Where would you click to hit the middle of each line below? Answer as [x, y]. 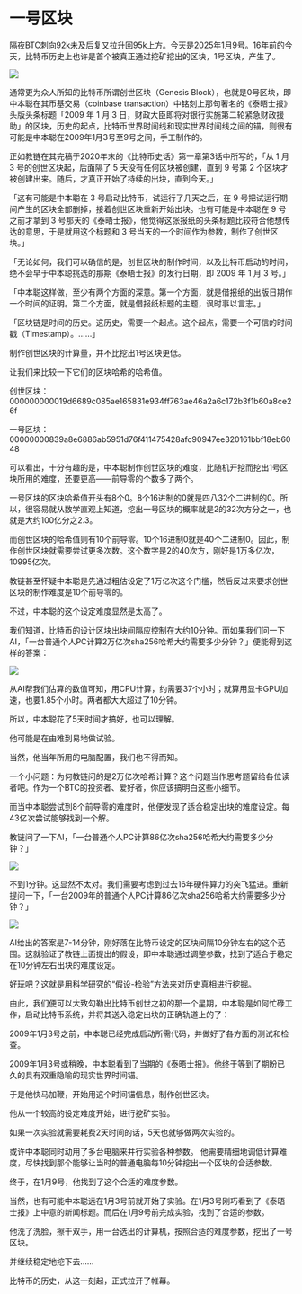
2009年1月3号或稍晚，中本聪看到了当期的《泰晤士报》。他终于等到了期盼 [143, 1064]
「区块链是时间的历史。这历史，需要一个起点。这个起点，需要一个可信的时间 [151, 322]
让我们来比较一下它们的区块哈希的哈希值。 [88, 372]
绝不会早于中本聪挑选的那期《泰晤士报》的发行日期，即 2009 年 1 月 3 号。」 [150, 273]
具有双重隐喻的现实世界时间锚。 [84, 1075]
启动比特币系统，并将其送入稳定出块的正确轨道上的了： [127, 1014]
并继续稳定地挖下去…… [52, 1261]
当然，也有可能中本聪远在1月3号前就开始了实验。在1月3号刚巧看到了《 [139, 1201]
